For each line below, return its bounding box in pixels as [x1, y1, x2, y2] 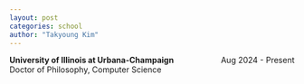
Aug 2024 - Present [220, 55, 295, 66]
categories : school [9, 22, 83, 31]
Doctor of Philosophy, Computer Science [9, 64, 162, 75]
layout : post [9, 13, 59, 23]
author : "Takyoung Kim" [9, 30, 100, 39]
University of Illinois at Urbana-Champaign [9, 55, 175, 66]
